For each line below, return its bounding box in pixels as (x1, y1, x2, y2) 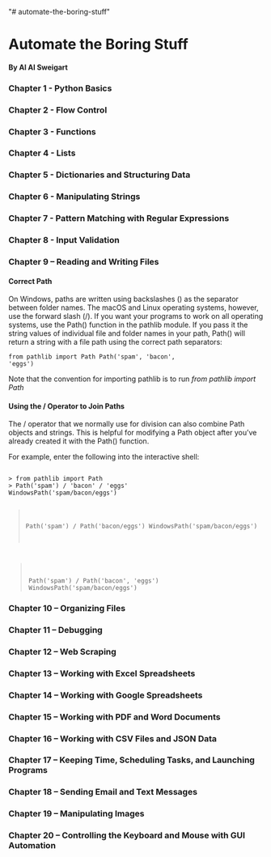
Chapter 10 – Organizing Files (8, 602, 126, 613)
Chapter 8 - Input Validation (8, 235, 120, 246)
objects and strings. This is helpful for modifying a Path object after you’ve (8, 428, 257, 438)
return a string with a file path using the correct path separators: (8, 337, 222, 347)
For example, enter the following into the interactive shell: (8, 452, 200, 462)
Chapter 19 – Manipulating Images (8, 808, 145, 820)
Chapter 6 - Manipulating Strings (8, 191, 141, 202)
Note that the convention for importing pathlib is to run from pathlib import (8, 374, 256, 384)
